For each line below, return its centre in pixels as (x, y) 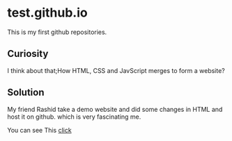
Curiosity (28, 54)
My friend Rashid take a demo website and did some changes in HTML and (115, 109)
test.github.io (48, 13)
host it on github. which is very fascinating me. (74, 117)
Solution (26, 93)
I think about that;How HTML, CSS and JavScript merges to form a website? (116, 70)
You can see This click (39, 130)
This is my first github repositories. (57, 32)
